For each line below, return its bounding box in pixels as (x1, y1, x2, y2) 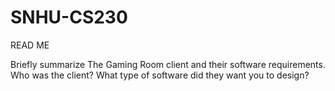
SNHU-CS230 (10, 6, 128, 29)
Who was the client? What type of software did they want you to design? (10, 69, 310, 81)
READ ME (10, 39, 50, 51)
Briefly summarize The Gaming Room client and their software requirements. (10, 58, 326, 70)
